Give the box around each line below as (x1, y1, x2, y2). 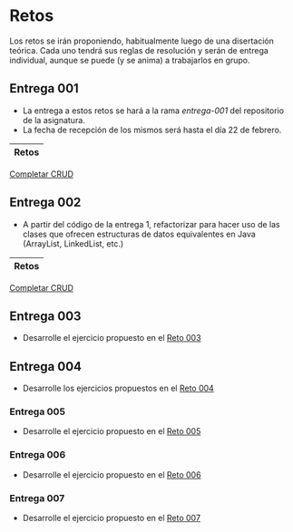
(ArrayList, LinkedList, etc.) (22, 237, 124, 249)
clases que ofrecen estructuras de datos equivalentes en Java (22, 228, 256, 239)
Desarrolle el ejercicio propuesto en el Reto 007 (22, 513, 201, 524)
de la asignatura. (22, 114, 86, 125)
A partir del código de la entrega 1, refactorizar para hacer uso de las (22, 218, 281, 229)
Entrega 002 (9, 195, 82, 210)
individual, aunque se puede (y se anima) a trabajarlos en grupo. (9, 54, 251, 65)
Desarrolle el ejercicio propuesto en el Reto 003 (22, 333, 201, 343)
